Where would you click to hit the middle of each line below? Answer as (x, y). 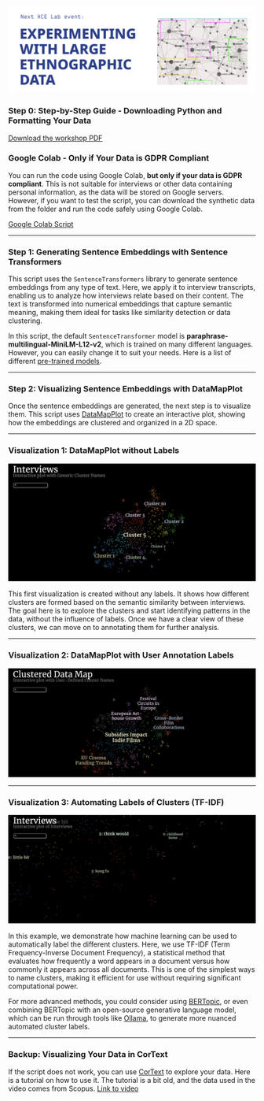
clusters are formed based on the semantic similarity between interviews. (127, 602)
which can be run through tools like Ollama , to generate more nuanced (122, 1018)
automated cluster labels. (49, 1027)
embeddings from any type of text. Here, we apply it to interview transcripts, (132, 287)
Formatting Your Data (50, 120)
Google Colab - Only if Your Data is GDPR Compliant (109, 158)
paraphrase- (207, 336)
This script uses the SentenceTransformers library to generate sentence (123, 279)
